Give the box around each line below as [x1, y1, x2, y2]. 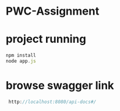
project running [6, 32, 86, 46]
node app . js [6, 58, 36, 64]
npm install [6, 52, 36, 59]
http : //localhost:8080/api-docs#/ [8, 99, 97, 105]
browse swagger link [6, 79, 114, 93]
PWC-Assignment [6, 4, 99, 18]
